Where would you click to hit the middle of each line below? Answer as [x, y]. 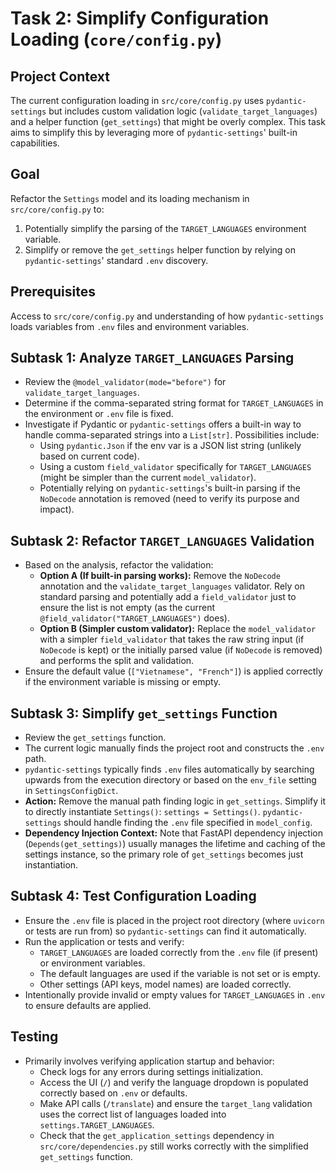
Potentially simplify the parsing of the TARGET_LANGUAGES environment [165, 228]
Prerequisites [53, 292]
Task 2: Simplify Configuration [140, 18]
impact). [57, 509]
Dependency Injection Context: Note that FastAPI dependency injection [173, 833]
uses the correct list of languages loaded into [133, 1114]
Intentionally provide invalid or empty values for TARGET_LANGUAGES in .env [175, 994]
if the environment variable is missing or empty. [123, 682]
